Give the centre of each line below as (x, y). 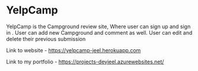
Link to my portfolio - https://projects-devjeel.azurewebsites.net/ (85, 62)
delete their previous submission (46, 39)
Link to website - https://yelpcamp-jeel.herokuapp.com (74, 50)
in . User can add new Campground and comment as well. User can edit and (99, 32)
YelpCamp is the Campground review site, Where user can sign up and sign (98, 26)
